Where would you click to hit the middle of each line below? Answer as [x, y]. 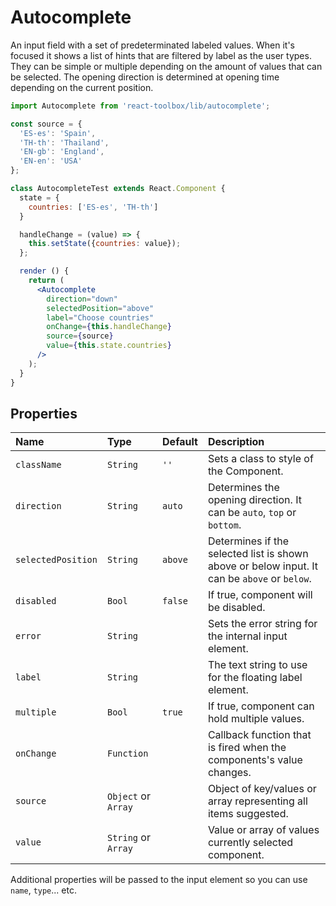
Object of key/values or [262, 789]
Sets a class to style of [260, 459]
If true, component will [260, 595]
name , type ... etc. [43, 890]
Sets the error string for [262, 624]
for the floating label [255, 678]
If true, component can [261, 706]
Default [180, 442]
